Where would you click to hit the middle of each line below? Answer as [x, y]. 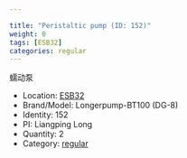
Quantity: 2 [43, 134]
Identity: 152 [45, 115]
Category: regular [55, 144]
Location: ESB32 [53, 96]
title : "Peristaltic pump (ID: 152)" [80, 25]
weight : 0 [28, 34]
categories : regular [48, 51]
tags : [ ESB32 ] [36, 42]
